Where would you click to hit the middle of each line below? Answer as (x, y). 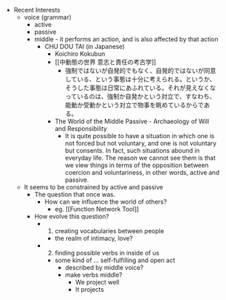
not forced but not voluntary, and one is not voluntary (141, 143)
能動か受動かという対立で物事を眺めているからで (135, 105)
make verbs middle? (94, 275)
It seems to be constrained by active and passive (93, 187)
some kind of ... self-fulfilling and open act (115, 260)
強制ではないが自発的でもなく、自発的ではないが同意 (141, 71)
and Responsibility (81, 129)
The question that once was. (75, 194)
